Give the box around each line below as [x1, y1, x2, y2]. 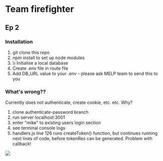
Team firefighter [5, 3, 74, 15]
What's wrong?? [5, 88, 46, 95]
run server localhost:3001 [12, 114, 65, 120]
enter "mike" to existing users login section [12, 120, 101, 126]
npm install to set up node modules [12, 55, 85, 61]
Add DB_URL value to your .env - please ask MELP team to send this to [12, 71, 158, 77]
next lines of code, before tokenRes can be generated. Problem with [12, 136, 153, 142]
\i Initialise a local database [12, 60, 68, 66]
